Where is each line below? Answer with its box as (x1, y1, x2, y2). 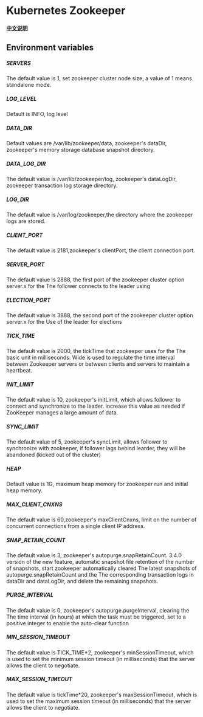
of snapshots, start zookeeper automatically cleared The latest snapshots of (6, 564, 197, 572)
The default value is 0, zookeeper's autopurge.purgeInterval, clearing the (6, 606, 190, 614)
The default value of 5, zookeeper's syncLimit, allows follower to (6, 438, 168, 445)
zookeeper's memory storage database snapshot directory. (6, 146, 155, 154)
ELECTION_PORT (6, 296, 50, 304)
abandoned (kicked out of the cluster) (6, 451, 101, 458)
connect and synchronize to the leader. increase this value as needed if (6, 402, 185, 410)
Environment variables (6, 43, 94, 53)
